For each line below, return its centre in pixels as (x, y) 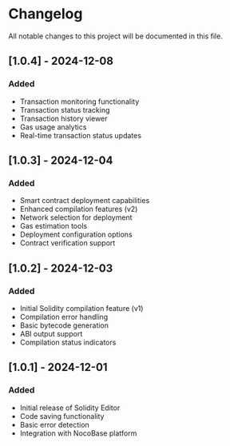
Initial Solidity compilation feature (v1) (81, 308)
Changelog (46, 14)
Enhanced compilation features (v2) (79, 209)
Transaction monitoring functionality (79, 102)
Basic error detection (54, 424)
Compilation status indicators (68, 342)
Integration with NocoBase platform (78, 433)
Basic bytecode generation (64, 325)
